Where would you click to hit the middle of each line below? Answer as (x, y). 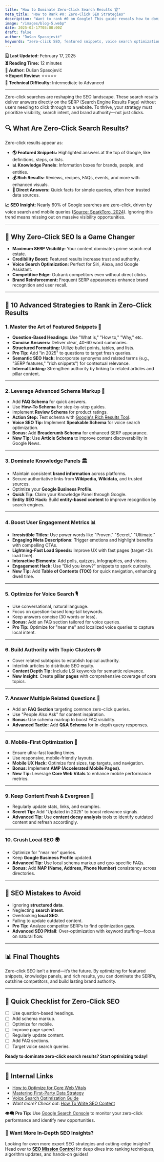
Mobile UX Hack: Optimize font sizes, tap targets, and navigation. (78, 763)
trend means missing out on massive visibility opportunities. (65, 217)
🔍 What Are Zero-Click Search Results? (67, 129)
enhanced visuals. (30, 185)
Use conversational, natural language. (50, 606)
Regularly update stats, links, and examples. (56, 806)
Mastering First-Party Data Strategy (48, 1093)
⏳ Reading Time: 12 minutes (33, 63)
